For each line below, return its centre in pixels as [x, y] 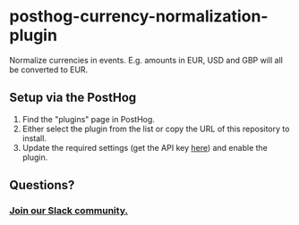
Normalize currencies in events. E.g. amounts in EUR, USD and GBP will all [146, 60]
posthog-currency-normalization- [139, 17]
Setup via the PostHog [73, 98]
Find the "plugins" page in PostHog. [88, 119]
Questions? [42, 185]
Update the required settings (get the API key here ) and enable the [145, 147]
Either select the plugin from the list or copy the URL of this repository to [156, 129]
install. [34, 138]
